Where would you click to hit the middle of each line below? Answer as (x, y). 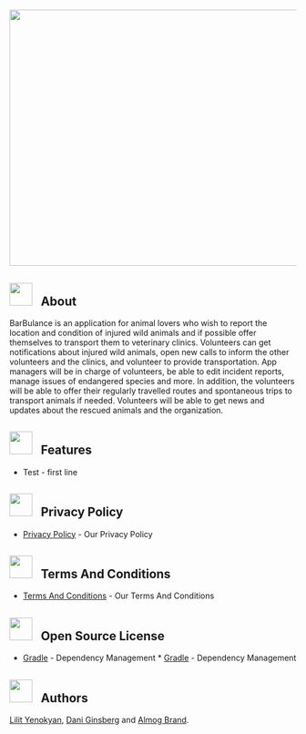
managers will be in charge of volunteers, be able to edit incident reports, (147, 372)
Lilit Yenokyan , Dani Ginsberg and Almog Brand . (99, 720)
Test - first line (50, 472)
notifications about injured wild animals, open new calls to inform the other (149, 352)
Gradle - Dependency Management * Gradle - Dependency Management (159, 658)
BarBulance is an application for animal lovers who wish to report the (138, 323)
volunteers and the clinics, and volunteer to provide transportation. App (143, 362)
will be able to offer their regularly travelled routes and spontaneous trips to (151, 391)
